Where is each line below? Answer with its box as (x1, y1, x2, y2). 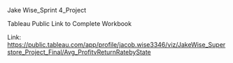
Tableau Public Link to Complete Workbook (7, 20, 132, 27)
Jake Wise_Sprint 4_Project (7, 6, 86, 14)
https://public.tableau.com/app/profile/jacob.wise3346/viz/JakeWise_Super (7, 41, 226, 48)
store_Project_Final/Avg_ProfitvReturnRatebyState (7, 48, 152, 56)
